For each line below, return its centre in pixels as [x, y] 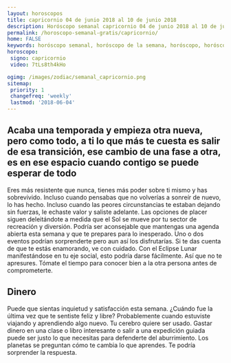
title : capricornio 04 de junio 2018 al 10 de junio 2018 [92, 20]
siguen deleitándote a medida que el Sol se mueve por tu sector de [102, 219]
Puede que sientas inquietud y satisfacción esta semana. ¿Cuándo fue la [110, 308]
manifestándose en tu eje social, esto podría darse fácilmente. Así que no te [114, 256]
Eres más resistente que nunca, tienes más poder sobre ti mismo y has [107, 190]
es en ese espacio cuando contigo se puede [103, 163]
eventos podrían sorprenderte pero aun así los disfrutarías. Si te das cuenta [114, 241]
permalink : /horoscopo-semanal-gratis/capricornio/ [82, 33]
